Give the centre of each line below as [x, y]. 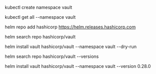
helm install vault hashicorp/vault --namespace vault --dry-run [71, 47]
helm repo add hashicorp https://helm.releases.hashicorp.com [70, 27]
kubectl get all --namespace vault [40, 17]
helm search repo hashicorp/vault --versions [52, 56]
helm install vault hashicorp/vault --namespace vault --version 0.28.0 [78, 66]
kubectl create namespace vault [38, 7]
